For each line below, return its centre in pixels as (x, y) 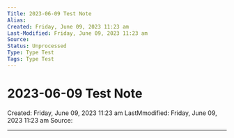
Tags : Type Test (31, 59)
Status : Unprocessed (37, 46)
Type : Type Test (31, 53)
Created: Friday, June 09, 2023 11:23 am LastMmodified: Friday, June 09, (112, 113)
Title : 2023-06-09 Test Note (49, 14)
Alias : (17, 20)
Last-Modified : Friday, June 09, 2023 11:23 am (78, 33)
